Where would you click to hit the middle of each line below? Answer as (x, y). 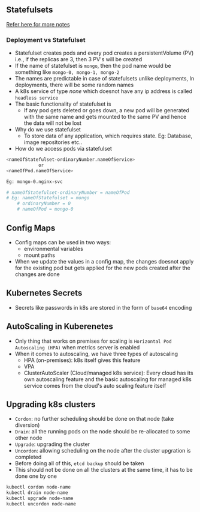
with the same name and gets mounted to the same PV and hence (105, 117)
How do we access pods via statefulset (63, 149)
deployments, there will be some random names (74, 85)
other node (28, 438)
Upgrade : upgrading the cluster (52, 444)
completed (28, 457)
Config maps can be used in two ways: (63, 242)
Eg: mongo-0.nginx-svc (34, 182)
